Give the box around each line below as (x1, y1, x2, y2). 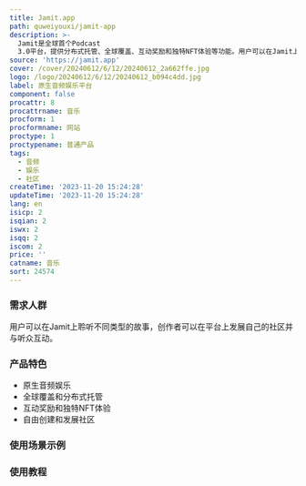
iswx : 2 (9, 225, 39, 234)
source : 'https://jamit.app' (9, 56, 120, 65)
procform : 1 (9, 115, 55, 124)
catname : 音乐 (9, 258, 61, 268)
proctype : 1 (9, 132, 55, 141)
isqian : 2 (9, 216, 47, 226)
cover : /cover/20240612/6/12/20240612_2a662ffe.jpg (9, 65, 209, 74)
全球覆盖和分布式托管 (22, 391, 103, 402)
